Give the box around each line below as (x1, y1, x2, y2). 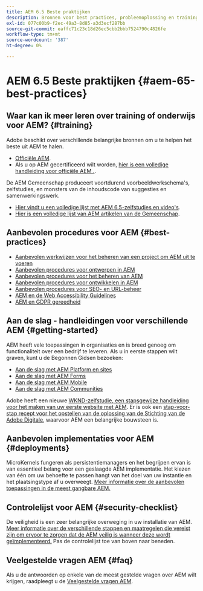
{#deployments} (6, 443, 70, 453)
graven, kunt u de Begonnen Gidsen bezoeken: (6, 354, 123, 361)
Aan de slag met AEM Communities (14, 385, 103, 392)
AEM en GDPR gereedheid (14, 298, 81, 305)
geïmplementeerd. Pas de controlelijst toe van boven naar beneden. (6, 538, 175, 545)
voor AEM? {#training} (6, 120, 93, 131)
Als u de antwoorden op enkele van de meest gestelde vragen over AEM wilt (6, 571, 197, 578)
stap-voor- (163, 403, 190, 410)
